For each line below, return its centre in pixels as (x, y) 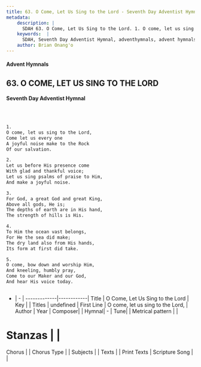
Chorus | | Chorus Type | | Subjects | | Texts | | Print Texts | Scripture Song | (100, 352)
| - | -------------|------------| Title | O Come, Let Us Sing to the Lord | (102, 298)
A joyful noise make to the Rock (48, 144)
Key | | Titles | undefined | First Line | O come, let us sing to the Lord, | (101, 305)
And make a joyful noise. (38, 182)
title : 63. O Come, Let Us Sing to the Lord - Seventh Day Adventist (95, 12)
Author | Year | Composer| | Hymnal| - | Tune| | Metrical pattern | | (96, 311)
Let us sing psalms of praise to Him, (54, 177)
